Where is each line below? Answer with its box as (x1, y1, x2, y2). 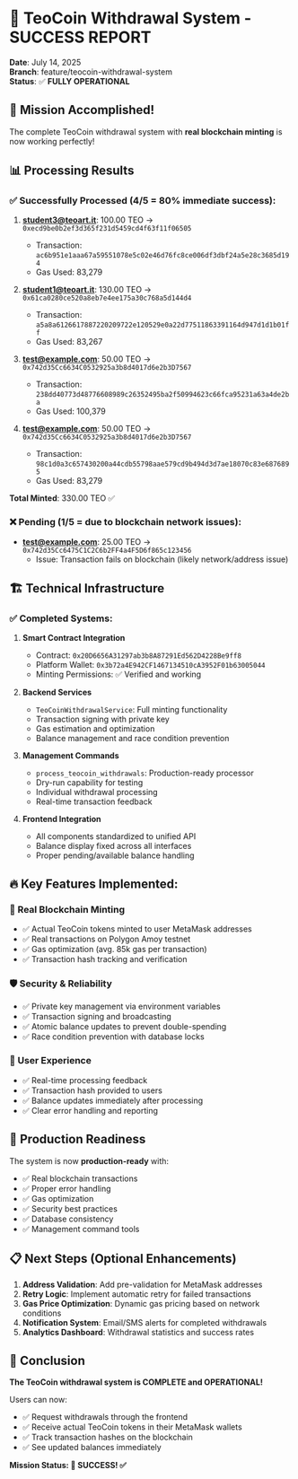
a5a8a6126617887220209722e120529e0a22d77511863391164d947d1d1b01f (35, 320, 290, 330)
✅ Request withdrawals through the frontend (22, 1412, 188, 1422)
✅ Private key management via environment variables (22, 1001, 222, 1012)
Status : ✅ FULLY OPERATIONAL (9, 75, 130, 86)
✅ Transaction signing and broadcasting (22, 1011, 172, 1022)
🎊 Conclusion (9, 1352, 85, 1368)
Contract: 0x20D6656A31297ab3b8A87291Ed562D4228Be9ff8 (35, 650, 242, 661)
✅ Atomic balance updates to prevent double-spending (22, 1021, 227, 1032)
